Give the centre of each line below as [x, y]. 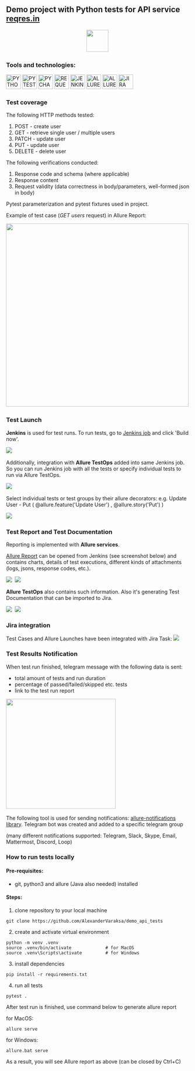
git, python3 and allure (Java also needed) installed [76, 884]
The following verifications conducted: [52, 163]
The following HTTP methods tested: [50, 115]
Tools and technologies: [41, 65]
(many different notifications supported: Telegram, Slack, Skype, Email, [91, 835]
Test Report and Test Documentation [59, 531]
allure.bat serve [27, 1050]
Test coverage [27, 103]
